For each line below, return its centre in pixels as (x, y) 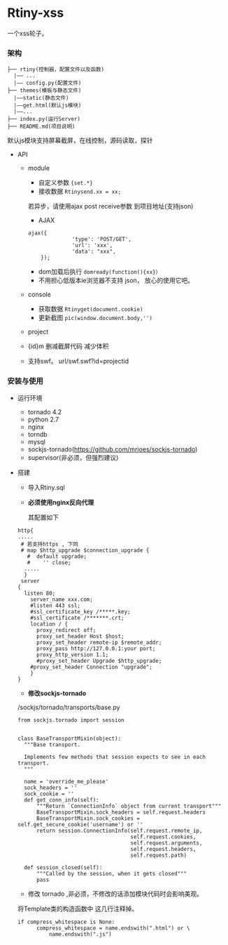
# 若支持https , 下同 (50, 544)
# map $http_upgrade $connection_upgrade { (85, 550)
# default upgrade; (57, 556)
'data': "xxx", (94, 252)
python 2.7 (43, 419)
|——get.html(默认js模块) (48, 106)
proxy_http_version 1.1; (72, 654)
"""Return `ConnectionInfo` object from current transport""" (129, 806)
